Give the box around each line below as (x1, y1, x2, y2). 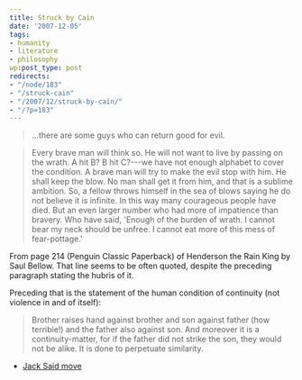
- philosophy (9, 55, 59, 64)
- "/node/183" (9, 80, 63, 89)
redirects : (9, 72, 50, 81)
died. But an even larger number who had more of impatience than (31, 204, 279, 216)
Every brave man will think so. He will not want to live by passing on (31, 148, 284, 158)
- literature (9, 47, 59, 56)
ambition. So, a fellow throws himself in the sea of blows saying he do (31, 185, 291, 196)
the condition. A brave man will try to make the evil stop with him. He (31, 167, 287, 177)
